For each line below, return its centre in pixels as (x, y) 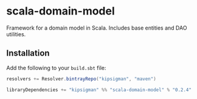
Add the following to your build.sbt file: (56, 68)
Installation (28, 53)
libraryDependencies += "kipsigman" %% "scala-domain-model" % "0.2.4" (99, 90)
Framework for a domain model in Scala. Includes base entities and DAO (97, 28)
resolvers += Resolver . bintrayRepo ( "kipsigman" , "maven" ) (81, 79)
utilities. (16, 34)
